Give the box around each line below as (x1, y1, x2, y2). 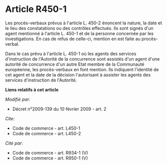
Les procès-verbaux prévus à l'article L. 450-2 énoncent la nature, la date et (5, 20, 163, 26)
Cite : (5, 115, 15, 121)
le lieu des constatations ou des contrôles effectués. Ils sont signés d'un (5, 25, 154, 31)
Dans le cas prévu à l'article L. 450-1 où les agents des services (5, 51, 137, 57)
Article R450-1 (5, 3, 67, 15)
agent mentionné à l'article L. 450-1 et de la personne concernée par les (5, 30, 154, 36)
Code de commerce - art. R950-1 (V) (12, 155, 88, 161)
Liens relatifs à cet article (5, 86, 59, 92)
